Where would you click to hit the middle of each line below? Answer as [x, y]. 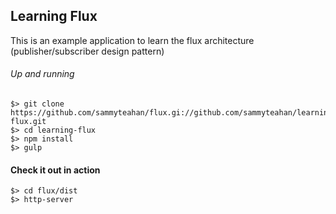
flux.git [28, 122]
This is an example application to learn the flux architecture [132, 40]
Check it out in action [55, 170]
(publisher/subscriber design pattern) [87, 51]
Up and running [42, 74]
